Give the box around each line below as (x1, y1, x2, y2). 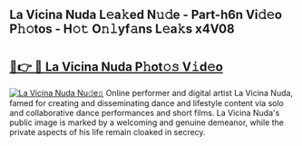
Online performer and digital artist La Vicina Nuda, (105, 88, 293, 98)
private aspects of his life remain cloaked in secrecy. (9, 127, 206, 137)
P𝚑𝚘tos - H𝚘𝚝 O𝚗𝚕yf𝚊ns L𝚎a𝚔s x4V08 (9, 22, 235, 37)
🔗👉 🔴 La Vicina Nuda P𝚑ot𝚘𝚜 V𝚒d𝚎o (9, 59, 224, 74)
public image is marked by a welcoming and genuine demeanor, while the (9, 117, 284, 128)
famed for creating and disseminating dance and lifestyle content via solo (9, 98, 284, 108)
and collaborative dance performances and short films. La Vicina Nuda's (9, 108, 280, 118)
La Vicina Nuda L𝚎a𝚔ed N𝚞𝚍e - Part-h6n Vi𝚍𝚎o (9, 7, 283, 23)
